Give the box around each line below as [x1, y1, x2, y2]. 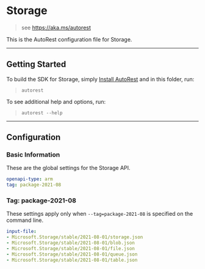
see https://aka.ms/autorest [21, 24, 92, 31]
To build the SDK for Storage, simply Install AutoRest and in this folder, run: [6, 75, 195, 83]
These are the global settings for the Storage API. [6, 164, 131, 172]
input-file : [6, 229, 37, 235]
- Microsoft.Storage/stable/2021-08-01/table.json [6, 257, 138, 263]
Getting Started [6, 59, 67, 70]
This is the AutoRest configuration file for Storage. [6, 35, 132, 43]
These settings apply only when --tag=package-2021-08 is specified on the [6, 210, 193, 218]
